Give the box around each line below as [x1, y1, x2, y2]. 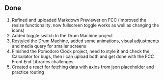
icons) [11, 27, 25, 33]
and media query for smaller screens [11, 43, 86, 49]
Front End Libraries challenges [11, 58, 74, 64]
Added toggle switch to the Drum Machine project [11, 32, 113, 38]
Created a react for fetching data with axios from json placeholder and [11, 64, 154, 70]
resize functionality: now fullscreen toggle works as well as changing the [11, 22, 159, 28]
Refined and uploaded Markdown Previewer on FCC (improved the [11, 17, 147, 23]
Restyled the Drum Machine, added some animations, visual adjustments [11, 38, 159, 44]
